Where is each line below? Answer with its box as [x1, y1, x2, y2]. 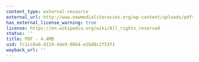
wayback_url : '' [6, 47, 46, 53]
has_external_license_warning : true [6, 19, 97, 25]
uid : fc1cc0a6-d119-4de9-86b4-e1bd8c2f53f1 [6, 42, 115, 48]
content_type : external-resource [6, 8, 89, 15]
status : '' [6, 31, 33, 37]
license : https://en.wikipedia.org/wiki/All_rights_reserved [6, 25, 161, 31]
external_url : [6, 14, 41, 20]
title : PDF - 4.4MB [6, 36, 54, 42]
